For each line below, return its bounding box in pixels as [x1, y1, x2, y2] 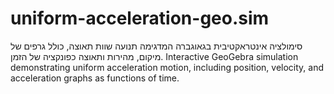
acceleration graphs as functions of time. [10, 72, 180, 84]
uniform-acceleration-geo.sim [10, 7, 270, 30]
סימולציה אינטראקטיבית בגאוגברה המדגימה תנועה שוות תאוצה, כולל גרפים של [10, 40, 303, 52]
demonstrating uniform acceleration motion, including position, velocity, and [10, 61, 325, 73]
